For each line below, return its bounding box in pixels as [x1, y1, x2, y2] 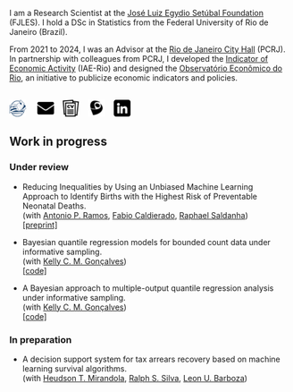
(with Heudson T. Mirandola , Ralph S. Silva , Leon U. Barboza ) [21, 372, 248, 383]
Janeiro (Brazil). [9, 27, 69, 37]
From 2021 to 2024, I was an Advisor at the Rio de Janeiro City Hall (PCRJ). [9, 44, 286, 55]
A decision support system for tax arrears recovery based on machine [21, 354, 281, 364]
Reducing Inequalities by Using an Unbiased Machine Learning [21, 181, 254, 192]
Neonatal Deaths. [21, 200, 87, 211]
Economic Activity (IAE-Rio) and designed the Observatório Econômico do [9, 63, 283, 73]
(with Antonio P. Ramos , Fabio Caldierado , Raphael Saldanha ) [21, 209, 248, 220]
